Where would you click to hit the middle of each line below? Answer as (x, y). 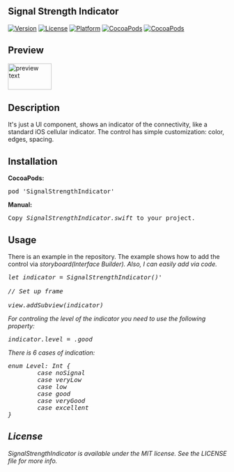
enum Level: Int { (39, 366)
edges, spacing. (31, 140)
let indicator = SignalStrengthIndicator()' (85, 278)
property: (21, 326)
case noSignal (61, 373)
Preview (26, 51)
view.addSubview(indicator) (56, 305)
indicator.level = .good (50, 339)
